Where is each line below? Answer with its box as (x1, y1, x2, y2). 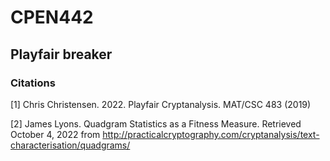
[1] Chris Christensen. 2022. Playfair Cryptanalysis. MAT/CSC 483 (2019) (10, 98, 312, 110)
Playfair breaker (10, 46, 113, 63)
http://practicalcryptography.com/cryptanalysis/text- (102, 128, 320, 140)
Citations (10, 76, 56, 90)
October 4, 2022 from (10, 128, 101, 140)
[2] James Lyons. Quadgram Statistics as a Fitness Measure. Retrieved (10, 117, 302, 130)
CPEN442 (10, 6, 94, 29)
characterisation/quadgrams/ (10, 139, 131, 151)
